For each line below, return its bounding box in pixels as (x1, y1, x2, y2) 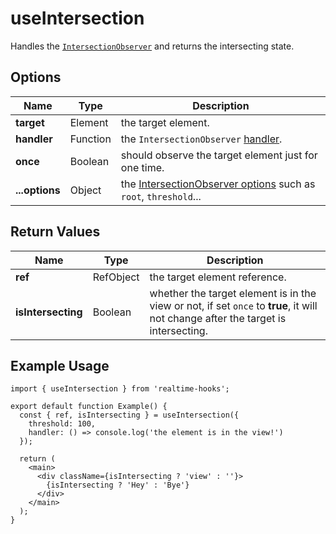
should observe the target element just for (120, 148, 318, 162)
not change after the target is (149, 311, 287, 325)
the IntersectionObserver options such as (120, 177, 316, 191)
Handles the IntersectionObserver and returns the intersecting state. (10, 40, 295, 52)
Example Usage (10, 357, 110, 374)
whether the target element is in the (149, 286, 317, 300)
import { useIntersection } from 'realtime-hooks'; (10, 384, 230, 394)
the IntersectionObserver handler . (120, 132, 283, 146)
